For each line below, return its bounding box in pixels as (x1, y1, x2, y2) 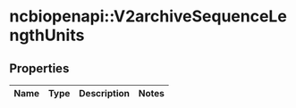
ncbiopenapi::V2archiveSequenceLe (9, 6, 288, 27)
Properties (9, 61, 70, 76)
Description (79, 87, 130, 99)
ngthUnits (9, 25, 85, 46)
